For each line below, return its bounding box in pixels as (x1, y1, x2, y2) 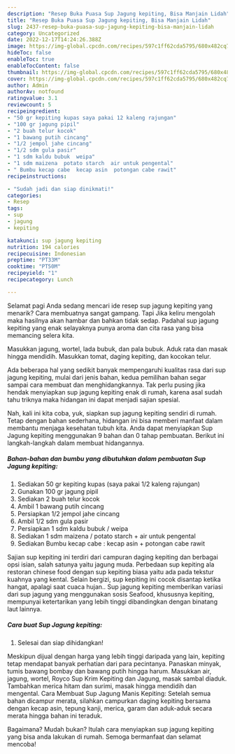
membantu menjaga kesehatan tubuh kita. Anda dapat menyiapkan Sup (7, 424, 213, 432)
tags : (7, 205, 23, 212)
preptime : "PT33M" (7, 257, 61, 264)
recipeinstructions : (7, 173, 68, 180)
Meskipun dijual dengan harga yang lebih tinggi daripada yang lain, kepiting (7, 652, 225, 660)
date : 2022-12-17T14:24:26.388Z (7, 36, 101, 43)
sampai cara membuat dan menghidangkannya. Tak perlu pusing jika (7, 380, 206, 389)
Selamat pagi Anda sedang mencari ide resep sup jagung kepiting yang (7, 301, 213, 310)
